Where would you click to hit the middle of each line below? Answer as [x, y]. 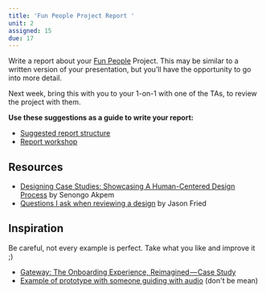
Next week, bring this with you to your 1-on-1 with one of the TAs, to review [133, 94]
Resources [36, 167]
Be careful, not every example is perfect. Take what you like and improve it [132, 248]
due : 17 [21, 38]
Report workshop [49, 142]
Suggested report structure [65, 133]
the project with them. [45, 102]
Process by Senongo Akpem [67, 195]
